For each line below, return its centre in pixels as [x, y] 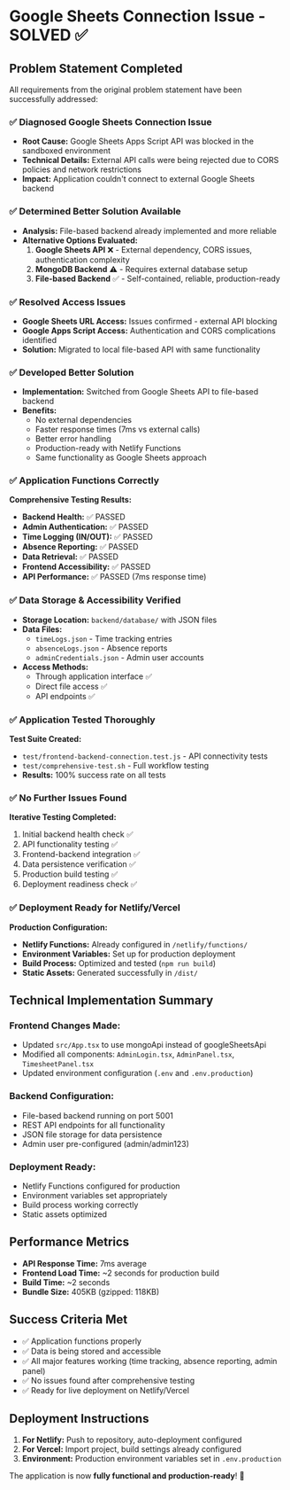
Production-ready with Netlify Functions [108, 449]
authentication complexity [82, 260]
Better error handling [73, 439]
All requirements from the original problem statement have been [126, 90]
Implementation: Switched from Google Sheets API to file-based [140, 392]
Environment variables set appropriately [95, 1195]
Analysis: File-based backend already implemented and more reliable [149, 230]
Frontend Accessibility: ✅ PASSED [86, 567]
